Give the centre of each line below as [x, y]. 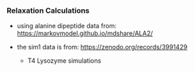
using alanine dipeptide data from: [67, 26]
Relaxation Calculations [48, 11]
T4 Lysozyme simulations [64, 61]
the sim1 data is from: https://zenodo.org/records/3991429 [102, 47]
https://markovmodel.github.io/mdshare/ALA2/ [85, 33]
